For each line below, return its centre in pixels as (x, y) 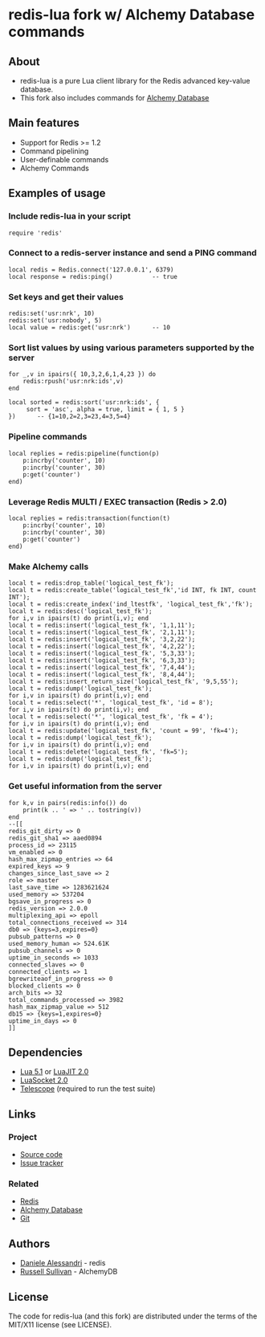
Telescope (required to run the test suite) (88, 1089)
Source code (41, 1155)
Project (23, 1137)
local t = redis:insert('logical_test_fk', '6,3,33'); (102, 660)
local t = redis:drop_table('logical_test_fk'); (91, 583)
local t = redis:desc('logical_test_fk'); (80, 611)
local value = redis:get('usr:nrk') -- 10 (90, 328)
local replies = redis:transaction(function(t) (90, 518)
